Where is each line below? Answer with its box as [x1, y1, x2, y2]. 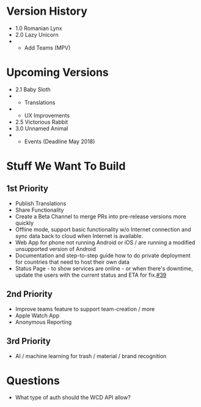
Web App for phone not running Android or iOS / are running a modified [15, 239, 196, 246]
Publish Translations [15, 200, 67, 207]
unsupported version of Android [15, 245, 96, 252]
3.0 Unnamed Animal [15, 124, 68, 132]
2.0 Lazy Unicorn [15, 31, 59, 38]
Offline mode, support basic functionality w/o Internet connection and [15, 225, 191, 233]
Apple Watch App [15, 312, 60, 319]
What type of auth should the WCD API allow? [15, 394, 131, 401]
